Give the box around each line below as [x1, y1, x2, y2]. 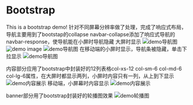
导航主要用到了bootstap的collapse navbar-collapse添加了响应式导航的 [6, 30, 175, 38]
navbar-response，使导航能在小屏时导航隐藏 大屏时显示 [6, 38, 142, 45]
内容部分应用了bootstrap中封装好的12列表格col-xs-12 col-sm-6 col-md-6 [6, 65, 182, 72]
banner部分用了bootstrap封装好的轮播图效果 [6, 92, 113, 99]
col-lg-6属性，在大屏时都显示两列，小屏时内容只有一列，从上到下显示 [6, 72, 174, 79]
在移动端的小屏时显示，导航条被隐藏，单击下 [79, 45, 187, 52]
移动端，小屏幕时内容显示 [47, 79, 109, 86]
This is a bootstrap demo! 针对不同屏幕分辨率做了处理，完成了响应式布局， [6, 23, 187, 30]
